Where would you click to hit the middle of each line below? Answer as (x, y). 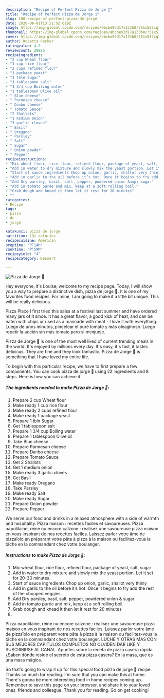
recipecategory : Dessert (31, 259)
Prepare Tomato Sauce (36, 457)
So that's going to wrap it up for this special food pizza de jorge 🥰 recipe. (79, 669)
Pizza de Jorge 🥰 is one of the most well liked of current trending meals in (80, 341)
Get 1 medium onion (33, 467)
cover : (12, 37)
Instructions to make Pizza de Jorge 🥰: (46, 555)
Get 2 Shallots (27, 462)
